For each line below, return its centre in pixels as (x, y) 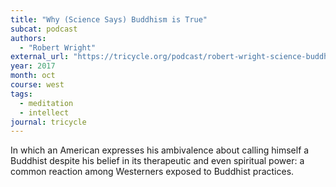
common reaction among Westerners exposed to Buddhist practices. (152, 172)
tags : (21, 94)
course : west (37, 85)
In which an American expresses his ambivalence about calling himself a (160, 150)
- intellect (44, 112)
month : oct (33, 76)
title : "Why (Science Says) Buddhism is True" (109, 19)
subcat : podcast (44, 29)
